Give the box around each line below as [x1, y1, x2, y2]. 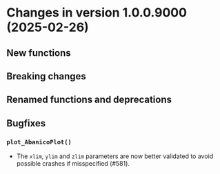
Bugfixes [6, 117, 46, 129]
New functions [6, 47, 72, 59]
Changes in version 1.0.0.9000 [6, 5, 188, 21]
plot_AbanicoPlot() [6, 138, 72, 146]
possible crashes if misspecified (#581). [16, 159, 130, 168]
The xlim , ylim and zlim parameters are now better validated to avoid [16, 152, 214, 160]
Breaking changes [6, 70, 87, 82]
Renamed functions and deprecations [6, 94, 172, 106]
